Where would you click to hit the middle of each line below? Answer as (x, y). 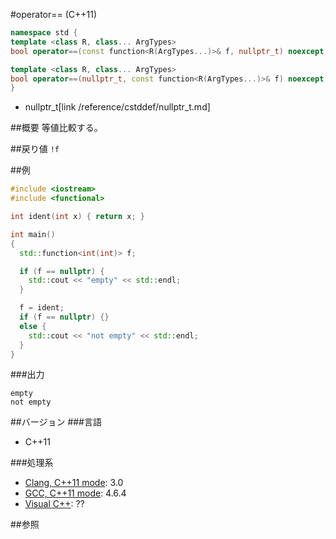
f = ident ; (42, 308)
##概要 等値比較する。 (56, 128)
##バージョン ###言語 (56, 422)
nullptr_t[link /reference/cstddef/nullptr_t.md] (117, 107)
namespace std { (44, 33)
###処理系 (32, 463)
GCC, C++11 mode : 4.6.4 (75, 493)
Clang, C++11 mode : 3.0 (74, 483)
